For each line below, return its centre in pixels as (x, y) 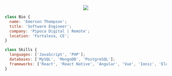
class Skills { (21, 50)
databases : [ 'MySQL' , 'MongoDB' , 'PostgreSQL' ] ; (62, 59)
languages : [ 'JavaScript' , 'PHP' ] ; (47, 55)
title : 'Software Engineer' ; (41, 26)
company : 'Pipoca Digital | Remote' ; (50, 31)
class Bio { (17, 17)
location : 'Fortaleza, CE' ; (40, 36)
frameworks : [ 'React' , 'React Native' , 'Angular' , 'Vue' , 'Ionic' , (83, 64)
